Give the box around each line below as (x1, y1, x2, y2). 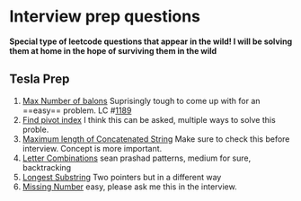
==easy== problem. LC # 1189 (22, 105, 132, 116)
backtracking (22, 162, 72, 172)
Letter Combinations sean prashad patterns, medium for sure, (22, 153, 252, 163)
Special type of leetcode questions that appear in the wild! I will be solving (9, 36, 293, 47)
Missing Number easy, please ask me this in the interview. (22, 181, 237, 192)
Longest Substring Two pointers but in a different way (22, 171, 222, 182)
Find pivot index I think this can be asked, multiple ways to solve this (22, 114, 276, 125)
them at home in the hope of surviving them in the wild (9, 45, 217, 56)
